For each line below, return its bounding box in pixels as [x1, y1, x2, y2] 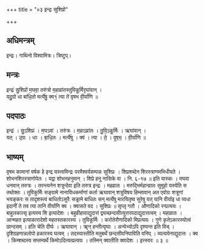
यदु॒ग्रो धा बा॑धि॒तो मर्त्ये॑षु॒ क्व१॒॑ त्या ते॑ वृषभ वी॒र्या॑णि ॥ [6, 93, 99, 100]
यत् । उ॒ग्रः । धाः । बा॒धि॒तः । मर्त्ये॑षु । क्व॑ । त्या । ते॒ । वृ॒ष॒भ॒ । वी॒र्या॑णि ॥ [6, 134, 146, 141]
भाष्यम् [6, 152, 24, 162]
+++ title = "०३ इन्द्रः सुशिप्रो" [6, 6, 68, 13]
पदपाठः [6, 111, 26, 121]
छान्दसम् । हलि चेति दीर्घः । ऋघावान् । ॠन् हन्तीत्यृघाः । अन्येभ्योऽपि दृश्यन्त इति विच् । [6, 223, 175, 230]
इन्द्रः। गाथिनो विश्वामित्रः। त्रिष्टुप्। [6, 52, 72, 59]
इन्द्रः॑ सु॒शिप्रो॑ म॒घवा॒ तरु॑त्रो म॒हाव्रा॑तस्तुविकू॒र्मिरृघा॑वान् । [6, 86, 102, 93]
